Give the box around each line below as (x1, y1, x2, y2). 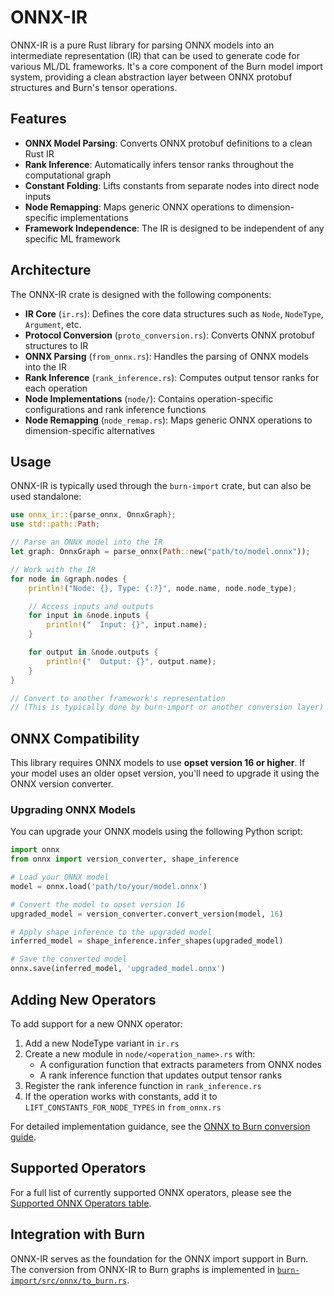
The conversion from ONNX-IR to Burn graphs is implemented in (10, 1263, 275, 1275)
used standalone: (10, 491, 82, 503)
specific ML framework (24, 232, 121, 245)
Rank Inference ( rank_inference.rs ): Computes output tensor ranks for (24, 371, 320, 383)
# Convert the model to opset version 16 (10, 899, 186, 910)
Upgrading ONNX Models (10, 802, 137, 816)
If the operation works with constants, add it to (24, 1090, 218, 1102)
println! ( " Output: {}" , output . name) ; (46, 656, 217, 666)
